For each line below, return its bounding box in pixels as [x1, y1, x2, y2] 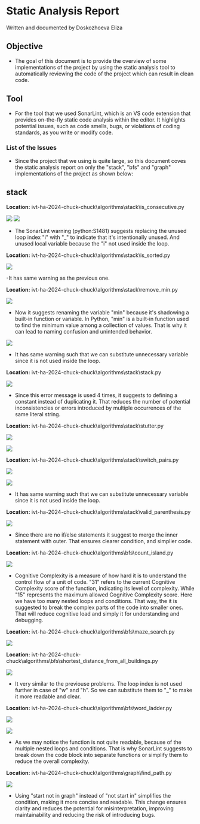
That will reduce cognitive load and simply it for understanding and [14, 610, 180, 617]
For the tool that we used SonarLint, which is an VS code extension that [14, 110, 191, 117]
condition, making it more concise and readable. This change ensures [14, 798, 187, 805]
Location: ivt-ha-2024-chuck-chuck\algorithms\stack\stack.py [6, 368, 162, 375]
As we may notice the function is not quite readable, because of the [14, 738, 182, 746]
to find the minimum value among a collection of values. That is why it [14, 322, 187, 329]
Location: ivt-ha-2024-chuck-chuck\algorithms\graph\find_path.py [6, 769, 172, 776]
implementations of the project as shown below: [14, 169, 133, 177]
